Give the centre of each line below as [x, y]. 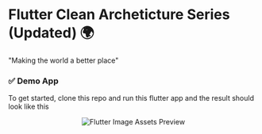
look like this [29, 107]
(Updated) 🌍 [51, 33]
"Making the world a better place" [64, 60]
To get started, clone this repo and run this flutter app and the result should [131, 98]
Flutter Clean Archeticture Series [119, 15]
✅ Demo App [33, 81]
